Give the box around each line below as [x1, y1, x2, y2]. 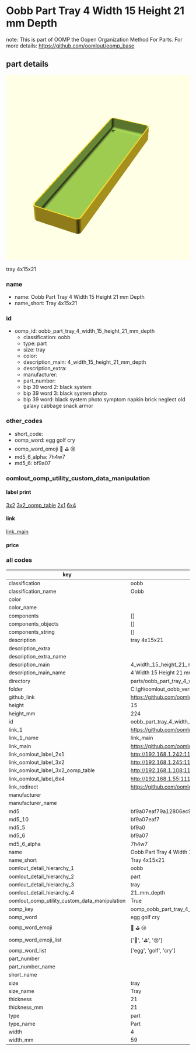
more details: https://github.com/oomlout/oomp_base [6, 42, 135, 49]
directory [8, 677, 31, 684]
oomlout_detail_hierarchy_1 [8, 865, 75, 872]
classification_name [8, 588, 57, 595]
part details [6, 59, 49, 69]
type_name [8, 1020, 36, 1027]
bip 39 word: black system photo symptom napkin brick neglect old [23, 396, 185, 403]
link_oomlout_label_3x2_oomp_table [8, 767, 95, 774]
